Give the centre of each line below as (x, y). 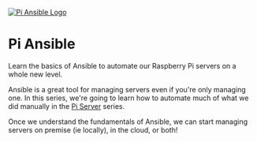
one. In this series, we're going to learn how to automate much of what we (128, 98)
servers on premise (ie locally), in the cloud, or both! (93, 129)
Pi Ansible (42, 44)
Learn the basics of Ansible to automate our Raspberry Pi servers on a (122, 65)
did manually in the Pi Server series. (67, 106)
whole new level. (35, 74)
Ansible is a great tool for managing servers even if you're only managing (127, 89)
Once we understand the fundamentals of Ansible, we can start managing (128, 121)
